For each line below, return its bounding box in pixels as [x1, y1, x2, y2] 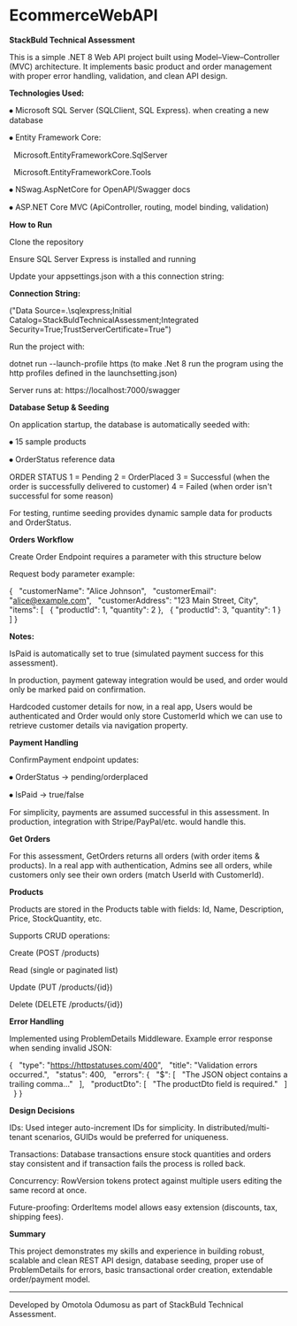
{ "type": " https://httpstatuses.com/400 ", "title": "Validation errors [9, 1060, 258, 1070]
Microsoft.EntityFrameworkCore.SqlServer [12, 150, 168, 160]
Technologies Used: [9, 88, 85, 98]
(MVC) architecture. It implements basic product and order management [9, 61, 272, 72]
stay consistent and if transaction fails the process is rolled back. [9, 1158, 246, 1168]
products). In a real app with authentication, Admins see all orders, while [9, 860, 272, 870]
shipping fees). [9, 1211, 65, 1222]
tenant [9, 1131, 33, 1142]
